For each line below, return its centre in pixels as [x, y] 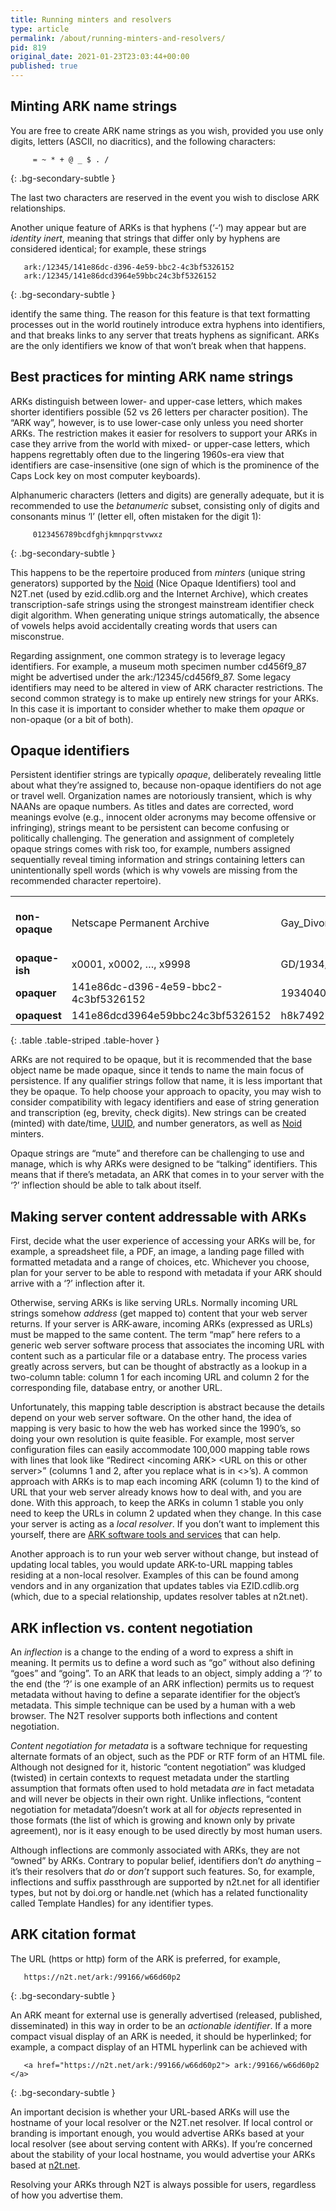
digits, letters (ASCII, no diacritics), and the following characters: [143, 141]
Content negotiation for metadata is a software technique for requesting [159, 1746]
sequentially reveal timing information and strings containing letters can [157, 860]
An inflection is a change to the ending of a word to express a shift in [152, 1652]
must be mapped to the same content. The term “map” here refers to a [155, 1335]
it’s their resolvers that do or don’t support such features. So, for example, [162, 1872]
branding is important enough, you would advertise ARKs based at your [157, 2133]
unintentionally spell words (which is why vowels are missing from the [154, 870]
